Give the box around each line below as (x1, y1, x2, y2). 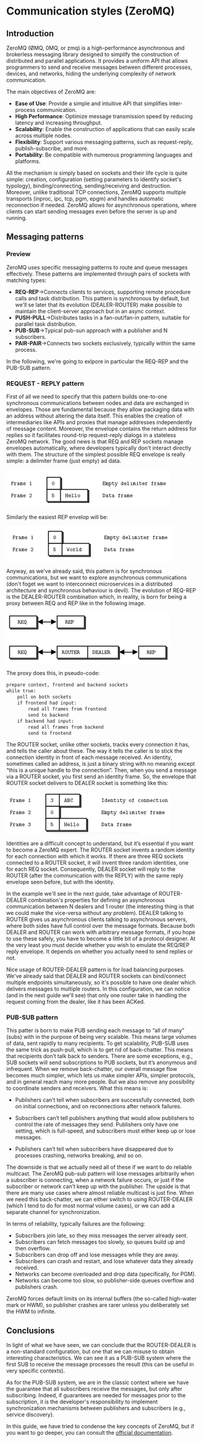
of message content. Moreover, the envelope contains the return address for (6, 425, 197, 432)
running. (6, 215, 27, 221)
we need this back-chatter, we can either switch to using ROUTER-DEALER (6, 1195, 193, 1203)
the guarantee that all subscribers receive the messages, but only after (6, 1385, 182, 1392)
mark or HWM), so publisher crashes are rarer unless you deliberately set (6, 1301, 189, 1309)
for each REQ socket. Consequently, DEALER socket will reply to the (6, 865, 176, 873)
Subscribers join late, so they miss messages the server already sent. (14, 1232, 188, 1240)
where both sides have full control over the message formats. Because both (6, 922, 195, 929)
